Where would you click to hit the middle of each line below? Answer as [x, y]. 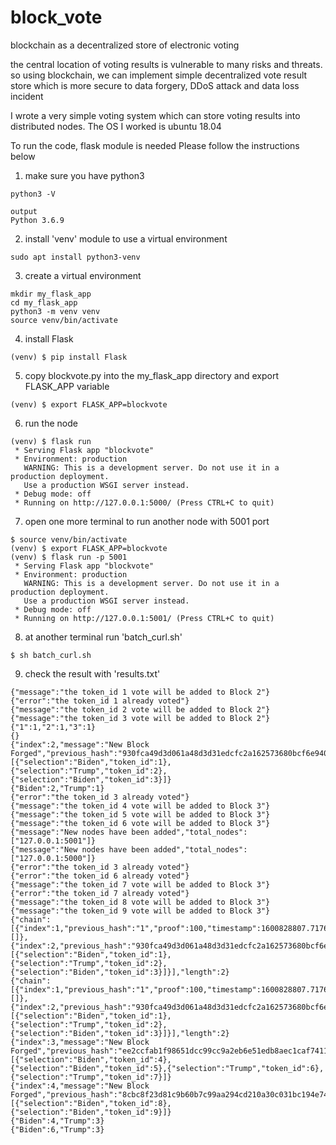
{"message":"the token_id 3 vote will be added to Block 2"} [140, 718]
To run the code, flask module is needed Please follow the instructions [155, 145]
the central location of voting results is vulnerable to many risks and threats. [166, 64]
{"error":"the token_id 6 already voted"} [100, 876]
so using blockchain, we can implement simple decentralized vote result [159, 75]
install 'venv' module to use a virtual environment [126, 238]
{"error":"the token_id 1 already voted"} [100, 701]
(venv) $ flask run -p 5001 [69, 557]
